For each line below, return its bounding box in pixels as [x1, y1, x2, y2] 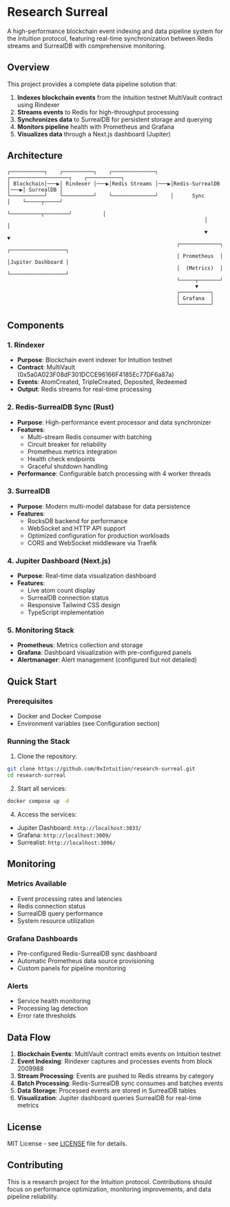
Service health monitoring [17, 997, 91, 1005]
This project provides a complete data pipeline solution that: [7, 80, 178, 88]
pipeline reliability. [7, 1192, 59, 1200]
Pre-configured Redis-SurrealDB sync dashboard [17, 949, 157, 958]
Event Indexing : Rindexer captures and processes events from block [17, 1057, 213, 1066]
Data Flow [7, 1031, 51, 1043]
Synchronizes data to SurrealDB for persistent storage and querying [17, 115, 212, 123]
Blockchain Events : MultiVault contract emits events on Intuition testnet [17, 1050, 221, 1058]
